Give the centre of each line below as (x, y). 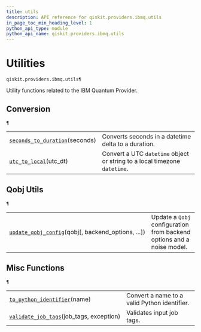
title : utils (22, 12)
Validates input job (152, 312)
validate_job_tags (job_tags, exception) (65, 316)
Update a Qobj (171, 217)
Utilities (26, 64)
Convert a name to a (155, 295)
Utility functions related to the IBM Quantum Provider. (72, 91)
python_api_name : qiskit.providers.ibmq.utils (65, 34)
